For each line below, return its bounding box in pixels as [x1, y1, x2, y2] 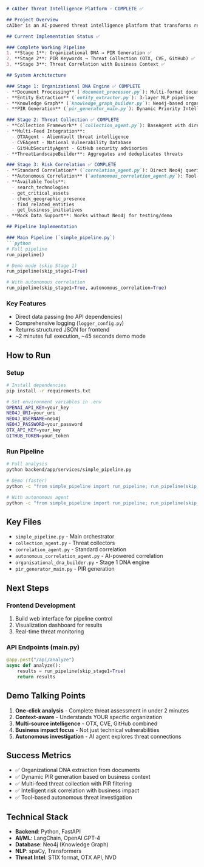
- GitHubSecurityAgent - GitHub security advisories [12, 145, 148, 151]
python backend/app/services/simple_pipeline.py [6, 467, 132, 473]
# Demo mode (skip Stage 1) [6, 262, 78, 269]
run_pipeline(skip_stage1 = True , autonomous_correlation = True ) [6, 285, 167, 291]
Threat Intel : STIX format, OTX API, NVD [15, 854, 117, 861]
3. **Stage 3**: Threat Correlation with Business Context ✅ [6, 61, 166, 68]
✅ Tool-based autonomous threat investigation [15, 794, 132, 801]
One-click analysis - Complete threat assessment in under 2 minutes [15, 706, 189, 714]
